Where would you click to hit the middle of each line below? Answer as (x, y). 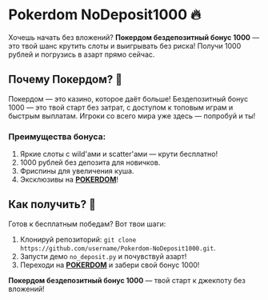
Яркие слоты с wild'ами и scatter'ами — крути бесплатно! (119, 154)
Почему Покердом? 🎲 (65, 80)
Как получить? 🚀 (52, 204)
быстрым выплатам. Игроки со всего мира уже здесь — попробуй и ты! (132, 116)
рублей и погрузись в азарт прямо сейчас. (82, 54)
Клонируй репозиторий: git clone (78, 239)
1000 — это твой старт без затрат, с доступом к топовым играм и (121, 107)
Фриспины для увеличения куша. (77, 171)
